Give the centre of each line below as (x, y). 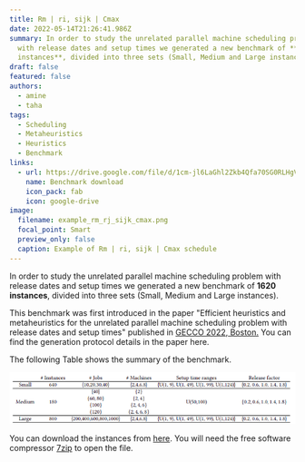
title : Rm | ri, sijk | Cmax (64, 19)
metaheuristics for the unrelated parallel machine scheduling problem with (148, 322)
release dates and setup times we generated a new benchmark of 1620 (143, 285)
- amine (32, 95)
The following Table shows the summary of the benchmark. (121, 359)
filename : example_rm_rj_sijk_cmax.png (93, 221)
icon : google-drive (63, 201)
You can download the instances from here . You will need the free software (150, 438)
